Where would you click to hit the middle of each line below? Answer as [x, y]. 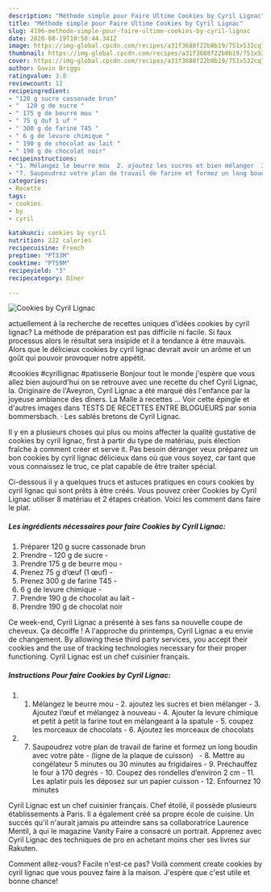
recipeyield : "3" [38, 270]
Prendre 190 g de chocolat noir [71, 607]
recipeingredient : [39, 91]
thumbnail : [27, 53]
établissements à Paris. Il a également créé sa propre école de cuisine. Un [131, 814]
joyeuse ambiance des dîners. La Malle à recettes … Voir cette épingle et [129, 400]
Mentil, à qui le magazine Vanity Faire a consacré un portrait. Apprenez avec [135, 831]
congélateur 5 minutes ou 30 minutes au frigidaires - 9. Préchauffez [145, 764]
